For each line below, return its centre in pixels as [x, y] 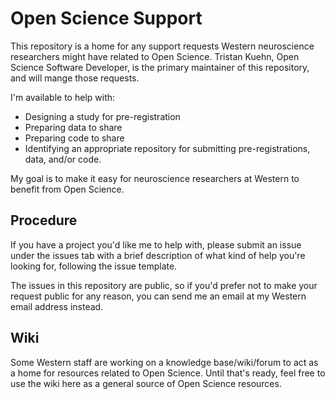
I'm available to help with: [63, 97]
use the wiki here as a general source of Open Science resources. [146, 383]
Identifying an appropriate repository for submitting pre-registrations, [167, 148]
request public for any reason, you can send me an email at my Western [158, 296]
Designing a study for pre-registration [102, 116]
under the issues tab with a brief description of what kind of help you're [158, 255]
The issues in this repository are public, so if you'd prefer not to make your [164, 285]
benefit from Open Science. [67, 189]
